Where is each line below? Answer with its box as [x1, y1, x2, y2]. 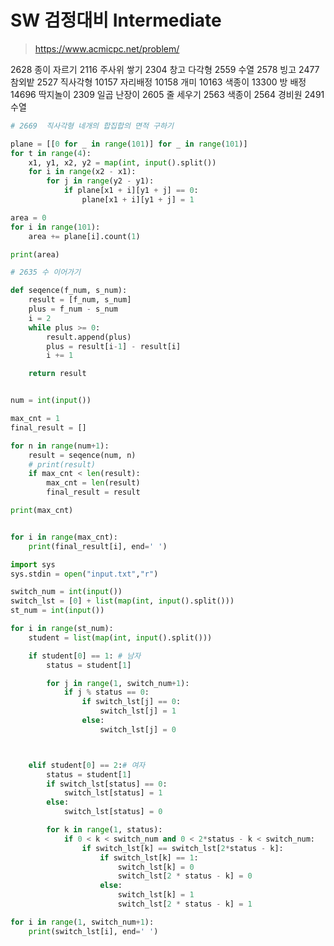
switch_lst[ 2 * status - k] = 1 [117, 899, 253, 910]
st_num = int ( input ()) [10, 606, 105, 616]
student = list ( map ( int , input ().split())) [28, 632, 213, 643]
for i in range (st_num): [10, 624, 114, 634]
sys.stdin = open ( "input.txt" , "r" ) [10, 569, 159, 579]
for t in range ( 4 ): [10, 148, 92, 158]
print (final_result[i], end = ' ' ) [28, 541, 168, 551]
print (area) [10, 249, 60, 260]
